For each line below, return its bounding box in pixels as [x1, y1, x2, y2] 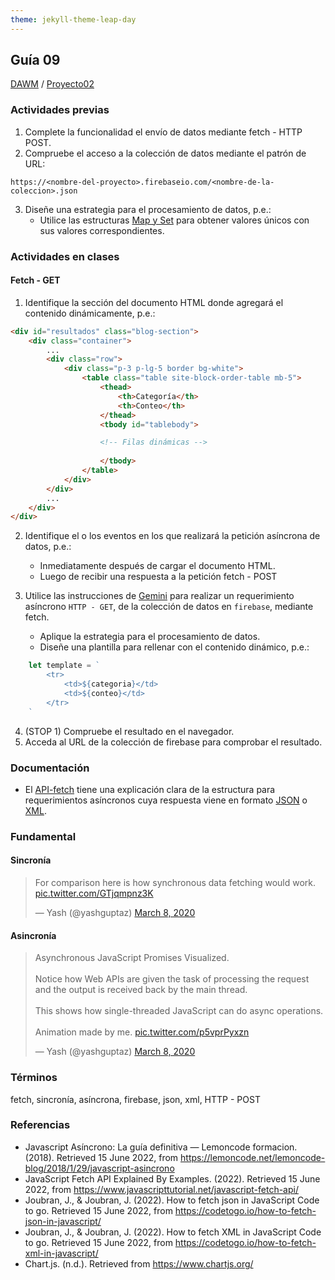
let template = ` [28, 661, 101, 671]
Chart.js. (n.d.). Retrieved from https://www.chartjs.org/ [24, 1257, 254, 1270]
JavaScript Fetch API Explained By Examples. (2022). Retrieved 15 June [24, 1172, 321, 1185]
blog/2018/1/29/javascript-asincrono [24, 1162, 175, 1174]
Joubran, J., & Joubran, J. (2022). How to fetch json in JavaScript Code [24, 1194, 320, 1206]
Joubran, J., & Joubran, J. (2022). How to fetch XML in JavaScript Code [24, 1226, 322, 1238]
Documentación [10, 761, 90, 775]
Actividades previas [10, 103, 110, 117]
